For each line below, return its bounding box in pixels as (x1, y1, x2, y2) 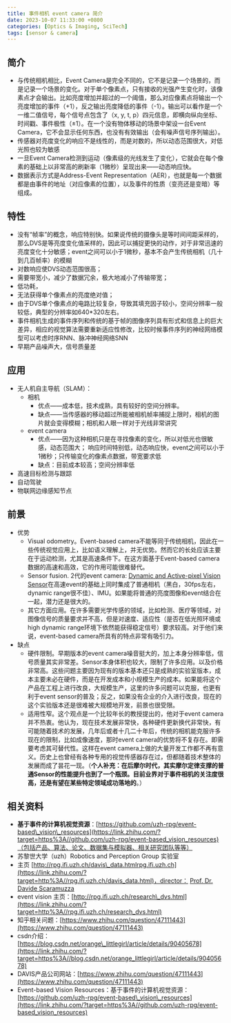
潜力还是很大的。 (46, 597, 94, 605)
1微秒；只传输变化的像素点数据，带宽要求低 (37, 451, 162, 460)
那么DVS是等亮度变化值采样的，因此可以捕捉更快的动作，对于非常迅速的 (17, 239, 223, 247)
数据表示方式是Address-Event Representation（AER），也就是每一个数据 (17, 171, 222, 179)
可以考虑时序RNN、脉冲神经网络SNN (23, 333, 128, 342)
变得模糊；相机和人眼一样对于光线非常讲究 (56, 418, 177, 427)
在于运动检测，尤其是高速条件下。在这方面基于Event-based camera (27, 554, 220, 563)
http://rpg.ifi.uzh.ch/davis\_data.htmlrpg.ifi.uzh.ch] (33, 861, 177, 869)
